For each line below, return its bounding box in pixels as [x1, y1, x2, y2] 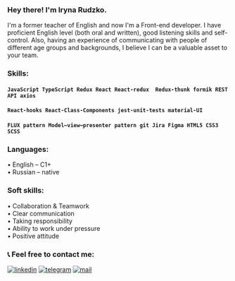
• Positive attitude [7, 232, 60, 240]
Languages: [7, 144, 49, 154]
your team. [7, 51, 39, 59]
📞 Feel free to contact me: [7, 249, 95, 259]
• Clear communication [7, 209, 75, 217]
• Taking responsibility [7, 217, 72, 225]
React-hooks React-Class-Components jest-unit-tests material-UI [7, 107, 203, 114]
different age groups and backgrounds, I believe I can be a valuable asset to [7, 44, 227, 52]
